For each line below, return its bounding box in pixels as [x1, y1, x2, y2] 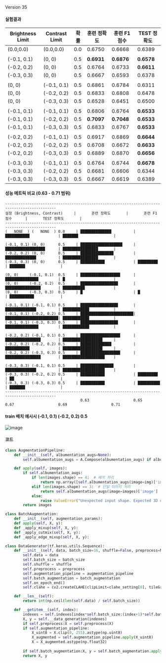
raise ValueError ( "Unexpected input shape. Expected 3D [40, 498, 158, 503]
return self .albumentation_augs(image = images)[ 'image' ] [40, 489, 158, 494]
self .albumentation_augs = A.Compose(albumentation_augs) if [23, 457, 152, 462]
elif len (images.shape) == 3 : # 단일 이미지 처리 [31, 484, 131, 489]
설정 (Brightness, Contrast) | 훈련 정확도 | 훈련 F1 [5, 211, 158, 216]
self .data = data [23, 553, 58, 558]
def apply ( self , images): [14, 466, 68, 471]
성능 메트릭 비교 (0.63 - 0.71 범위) [5, 190, 71, 196]
